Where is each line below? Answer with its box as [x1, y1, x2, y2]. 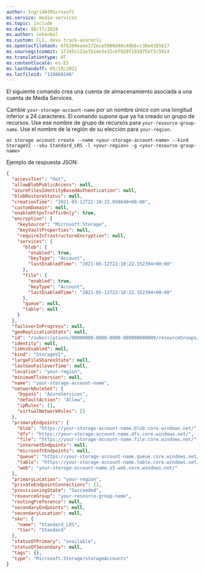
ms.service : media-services [6, 15, 78, 21]
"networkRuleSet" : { [12, 385, 64, 392]
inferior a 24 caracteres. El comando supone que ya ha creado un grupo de [6, 113, 195, 120]
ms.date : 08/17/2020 [6, 26, 59, 32]
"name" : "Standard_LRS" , [17, 521, 80, 527]
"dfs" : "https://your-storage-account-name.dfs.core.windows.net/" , [17, 431, 194, 437]
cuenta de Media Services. [6, 94, 73, 102]
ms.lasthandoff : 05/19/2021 [6, 65, 78, 72]
